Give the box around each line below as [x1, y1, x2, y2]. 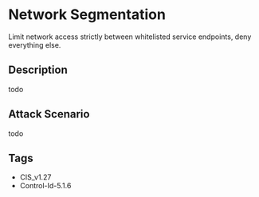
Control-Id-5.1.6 [19, 181, 72, 191]
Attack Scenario [8, 107, 90, 121]
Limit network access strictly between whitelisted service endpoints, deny [8, 32, 252, 41]
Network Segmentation [8, 6, 166, 24]
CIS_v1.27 [19, 172, 52, 182]
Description [8, 64, 68, 77]
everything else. [8, 40, 61, 49]
